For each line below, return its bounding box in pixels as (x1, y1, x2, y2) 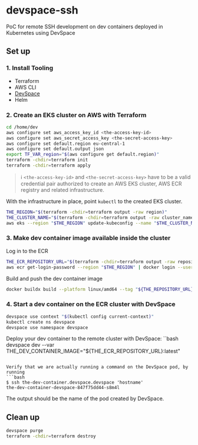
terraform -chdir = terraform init (6, 157, 88, 163)
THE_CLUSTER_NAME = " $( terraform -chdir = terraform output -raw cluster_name (6, 214, 194, 221)
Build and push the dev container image (6, 275, 103, 282)
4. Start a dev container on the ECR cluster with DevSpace (6, 300, 176, 308)
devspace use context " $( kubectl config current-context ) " (6, 313, 154, 320)
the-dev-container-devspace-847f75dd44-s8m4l (6, 385, 120, 391)
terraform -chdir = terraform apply (6, 162, 91, 168)
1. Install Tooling (6, 64, 54, 72)
